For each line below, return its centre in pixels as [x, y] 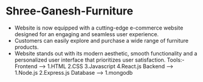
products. [26, 47]
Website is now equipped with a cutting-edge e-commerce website [99, 28]
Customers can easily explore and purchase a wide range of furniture [101, 40]
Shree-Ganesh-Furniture [70, 11]
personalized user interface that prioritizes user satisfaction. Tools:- [99, 60]
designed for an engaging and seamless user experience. [87, 34]
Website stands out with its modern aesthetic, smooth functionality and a [106, 53]
